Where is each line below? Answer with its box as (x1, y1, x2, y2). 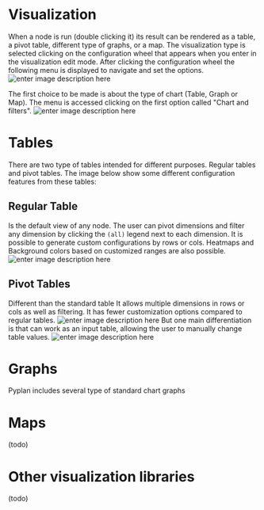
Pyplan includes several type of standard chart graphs (8, 386, 186, 395)
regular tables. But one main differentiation (8, 315, 252, 325)
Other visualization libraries (8, 467, 195, 485)
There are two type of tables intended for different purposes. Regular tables (8, 160, 256, 169)
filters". (8, 105, 32, 116)
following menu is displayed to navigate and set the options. (8, 65, 205, 74)
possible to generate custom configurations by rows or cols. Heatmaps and (8, 238, 254, 247)
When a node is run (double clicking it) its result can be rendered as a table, (8, 32, 256, 41)
